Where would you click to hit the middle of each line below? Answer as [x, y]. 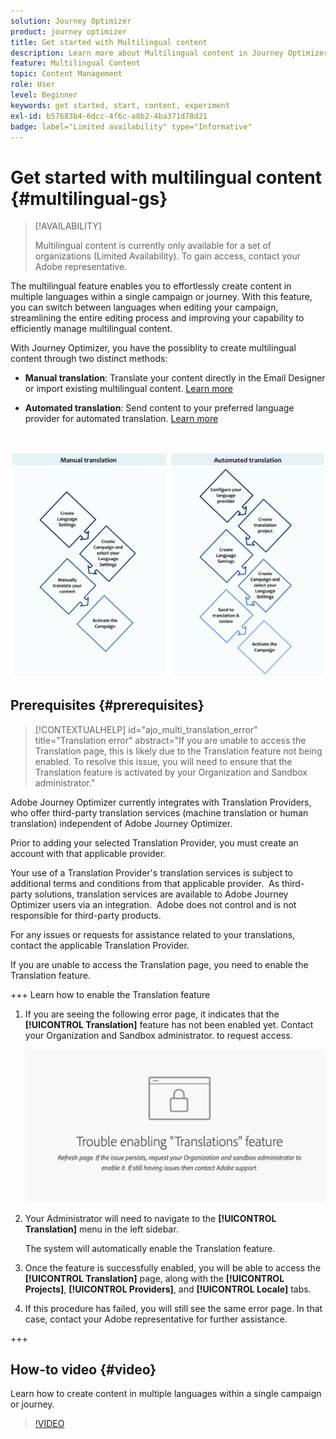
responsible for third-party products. [86, 915]
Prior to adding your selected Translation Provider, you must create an [154, 842]
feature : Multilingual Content [75, 63]
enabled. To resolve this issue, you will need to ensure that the [163, 761]
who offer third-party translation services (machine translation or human [159, 812]
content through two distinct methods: [89, 359]
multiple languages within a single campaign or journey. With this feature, [161, 297]
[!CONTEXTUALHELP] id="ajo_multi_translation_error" [146, 729]
